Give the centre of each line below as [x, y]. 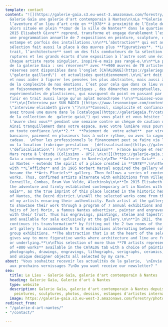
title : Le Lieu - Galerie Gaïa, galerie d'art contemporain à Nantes [83, 275]
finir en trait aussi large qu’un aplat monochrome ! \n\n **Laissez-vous [87, 98]
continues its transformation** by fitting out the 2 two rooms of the [86, 224]
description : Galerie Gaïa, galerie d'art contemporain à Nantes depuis [87, 289]
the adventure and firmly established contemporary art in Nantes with [86, 187]
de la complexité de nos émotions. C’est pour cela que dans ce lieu [83, 84]
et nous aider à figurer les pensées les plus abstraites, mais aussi [85, 80]
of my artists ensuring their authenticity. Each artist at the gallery [87, 201]
